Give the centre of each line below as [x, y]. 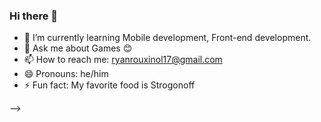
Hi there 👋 [34, 16]
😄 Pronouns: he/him [66, 74]
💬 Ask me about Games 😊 [78, 48]
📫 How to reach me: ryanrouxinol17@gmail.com [123, 60]
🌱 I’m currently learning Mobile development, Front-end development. [167, 38]
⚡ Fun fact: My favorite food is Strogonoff [109, 85]
